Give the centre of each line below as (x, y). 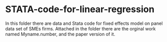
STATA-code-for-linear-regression (80, 9)
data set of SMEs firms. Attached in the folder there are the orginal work (80, 28)
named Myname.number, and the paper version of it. (60, 34)
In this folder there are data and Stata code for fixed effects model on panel (84, 23)
